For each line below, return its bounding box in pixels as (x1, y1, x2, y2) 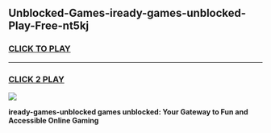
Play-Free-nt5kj (8, 19, 90, 33)
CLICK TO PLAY (8, 44, 71, 55)
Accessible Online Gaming (8, 115, 99, 125)
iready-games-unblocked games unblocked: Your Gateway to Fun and (8, 106, 248, 116)
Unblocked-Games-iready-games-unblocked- (8, 6, 247, 20)
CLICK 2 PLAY (8, 73, 65, 85)
